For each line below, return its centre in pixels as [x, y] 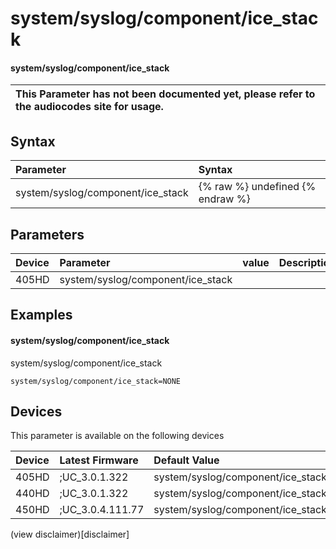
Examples [41, 315]
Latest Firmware [99, 460]
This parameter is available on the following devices [117, 436]
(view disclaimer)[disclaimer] [70, 534]
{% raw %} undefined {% [257, 187]
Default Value [186, 460]
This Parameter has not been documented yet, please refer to [165, 94]
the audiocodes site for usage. [89, 107]
